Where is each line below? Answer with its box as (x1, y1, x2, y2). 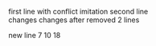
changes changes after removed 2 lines (8, 15, 140, 25)
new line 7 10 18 (8, 31, 61, 40)
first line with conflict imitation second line (8, 7, 149, 16)
